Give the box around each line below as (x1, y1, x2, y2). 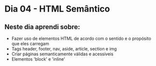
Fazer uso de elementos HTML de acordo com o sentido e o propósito (11, 35, 152, 41)
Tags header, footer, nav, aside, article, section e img (11, 46, 117, 51)
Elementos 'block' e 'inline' (11, 56, 66, 62)
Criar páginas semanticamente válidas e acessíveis (11, 51, 114, 57)
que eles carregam (11, 41, 49, 47)
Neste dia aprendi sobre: (4, 23, 80, 31)
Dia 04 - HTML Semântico (4, 3, 110, 15)
